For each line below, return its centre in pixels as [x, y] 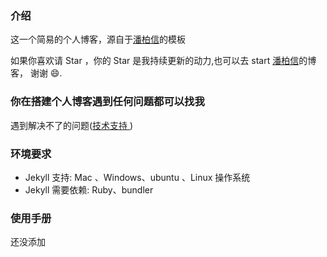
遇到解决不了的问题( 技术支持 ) [72, 125]
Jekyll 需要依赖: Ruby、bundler [89, 189]
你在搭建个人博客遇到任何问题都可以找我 [107, 102]
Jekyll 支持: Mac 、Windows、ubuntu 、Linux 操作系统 [137, 177]
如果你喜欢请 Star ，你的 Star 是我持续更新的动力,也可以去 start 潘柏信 [155, 61]
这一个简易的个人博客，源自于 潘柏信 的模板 [98, 39]
